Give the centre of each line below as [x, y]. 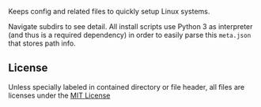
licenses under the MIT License [59, 95]
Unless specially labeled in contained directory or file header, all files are [127, 87]
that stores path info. [42, 43]
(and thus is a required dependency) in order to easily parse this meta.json [130, 35]
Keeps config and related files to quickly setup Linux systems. [109, 11]
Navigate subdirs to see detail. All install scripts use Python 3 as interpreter [130, 26]
